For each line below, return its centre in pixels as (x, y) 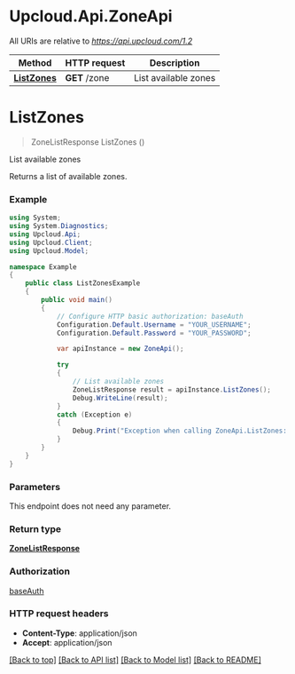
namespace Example (43, 267)
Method (35, 62)
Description (175, 62)
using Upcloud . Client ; (51, 242)
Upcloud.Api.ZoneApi (91, 16)
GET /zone (87, 77)
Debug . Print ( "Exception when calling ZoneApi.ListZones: (180, 431)
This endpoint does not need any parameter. (90, 506)
